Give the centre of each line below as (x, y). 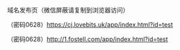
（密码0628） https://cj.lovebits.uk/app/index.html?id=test (90, 25)
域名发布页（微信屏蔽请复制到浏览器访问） (68, 10)
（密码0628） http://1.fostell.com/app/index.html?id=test (88, 39)
